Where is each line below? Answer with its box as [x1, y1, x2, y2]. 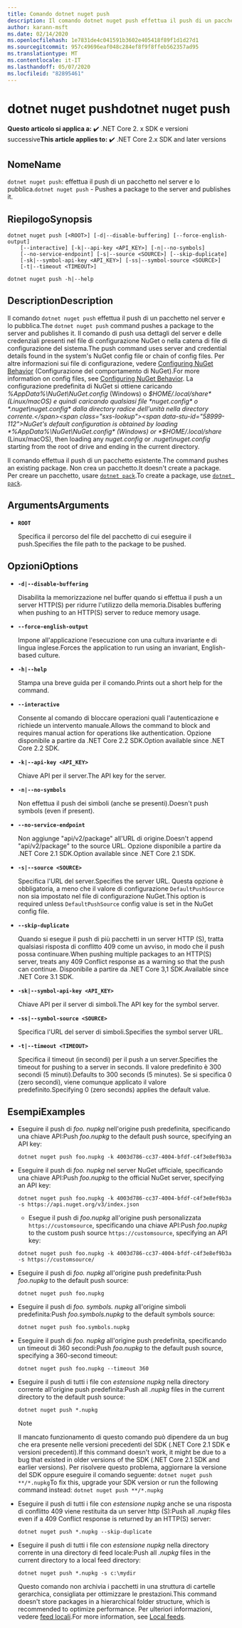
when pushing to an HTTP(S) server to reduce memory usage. [17, 608, 201, 616]
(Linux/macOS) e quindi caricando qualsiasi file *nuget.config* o [7, 396, 198, 406]
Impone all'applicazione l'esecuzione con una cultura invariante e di [17, 635, 217, 644]
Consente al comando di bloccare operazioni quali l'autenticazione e [17, 713, 219, 722]
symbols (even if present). [17, 806, 95, 815]
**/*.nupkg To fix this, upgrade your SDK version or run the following [17, 1478, 219, 1487]
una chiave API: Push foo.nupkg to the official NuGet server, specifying [17, 1173, 224, 1182]
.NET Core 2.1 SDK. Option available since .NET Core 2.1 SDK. [17, 849, 196, 857]
